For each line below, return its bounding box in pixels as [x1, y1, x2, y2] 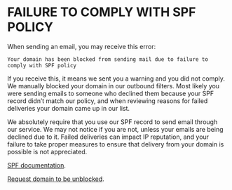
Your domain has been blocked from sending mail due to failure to [7, 55, 209, 63]
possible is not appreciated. [7, 147, 88, 156]
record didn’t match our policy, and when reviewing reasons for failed [7, 96, 208, 105]
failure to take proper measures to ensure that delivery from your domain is [7, 140, 224, 148]
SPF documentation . [7, 161, 67, 169]
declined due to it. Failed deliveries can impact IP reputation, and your [7, 133, 209, 141]
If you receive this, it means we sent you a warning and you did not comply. [7, 74, 226, 83]
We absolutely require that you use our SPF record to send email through [7, 117, 218, 126]
